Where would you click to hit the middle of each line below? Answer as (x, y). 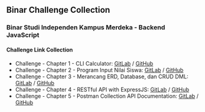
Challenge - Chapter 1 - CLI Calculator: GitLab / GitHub (84, 63)
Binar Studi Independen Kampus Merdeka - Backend (86, 28)
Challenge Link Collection (40, 50)
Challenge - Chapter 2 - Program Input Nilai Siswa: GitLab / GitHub (99, 70)
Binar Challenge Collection (58, 10)
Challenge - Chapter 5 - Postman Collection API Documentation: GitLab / (107, 96)
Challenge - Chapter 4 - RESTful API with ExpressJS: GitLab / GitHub (102, 89)
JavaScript (23, 35)
